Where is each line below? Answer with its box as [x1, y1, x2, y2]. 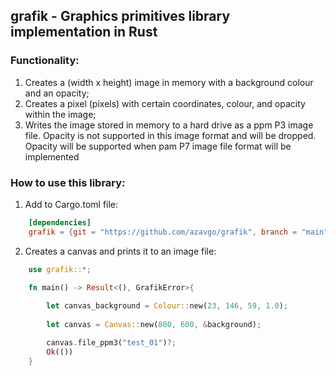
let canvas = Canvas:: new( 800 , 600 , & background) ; [46, 320, 262, 330]
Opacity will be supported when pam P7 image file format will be [24, 140, 292, 152]
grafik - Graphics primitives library [10, 8, 231, 25]
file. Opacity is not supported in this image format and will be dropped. [24, 129, 317, 141]
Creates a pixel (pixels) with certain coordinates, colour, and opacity [24, 97, 306, 109]
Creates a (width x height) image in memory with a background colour [24, 76, 314, 88]
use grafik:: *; [28, 264, 92, 274]
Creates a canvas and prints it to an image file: [24, 245, 217, 257]
